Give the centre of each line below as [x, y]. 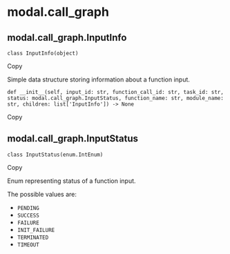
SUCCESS [28, 215]
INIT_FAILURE [36, 230]
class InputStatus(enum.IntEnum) [55, 155]
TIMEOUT [28, 245]
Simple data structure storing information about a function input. [98, 79]
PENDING [28, 208]
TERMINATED [33, 237]
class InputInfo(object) [43, 53]
